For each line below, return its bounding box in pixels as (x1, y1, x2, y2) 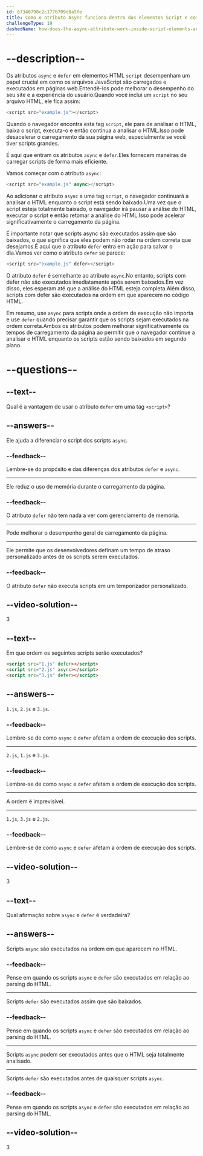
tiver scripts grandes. (6, 140, 59, 147)
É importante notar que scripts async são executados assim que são (6, 230, 176, 237)
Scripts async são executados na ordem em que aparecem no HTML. (6, 945, 178, 952)
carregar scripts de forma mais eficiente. (6, 158, 108, 165)
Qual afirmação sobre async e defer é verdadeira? (6, 912, 130, 919)
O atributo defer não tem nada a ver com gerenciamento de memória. (6, 512, 179, 519)
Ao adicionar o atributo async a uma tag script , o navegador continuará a (6, 192, 189, 199)
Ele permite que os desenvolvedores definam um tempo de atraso (6, 547, 170, 554)
